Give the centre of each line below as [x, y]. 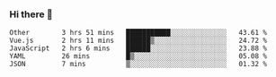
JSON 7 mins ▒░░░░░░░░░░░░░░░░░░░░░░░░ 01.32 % [138, 64]
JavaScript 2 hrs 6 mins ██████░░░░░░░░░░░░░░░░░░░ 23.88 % [138, 48]
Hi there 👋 [31, 14]
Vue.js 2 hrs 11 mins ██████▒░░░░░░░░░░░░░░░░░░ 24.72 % [138, 41]
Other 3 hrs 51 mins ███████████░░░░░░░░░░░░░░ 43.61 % [138, 33]
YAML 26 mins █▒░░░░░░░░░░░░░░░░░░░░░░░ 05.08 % [138, 56]
